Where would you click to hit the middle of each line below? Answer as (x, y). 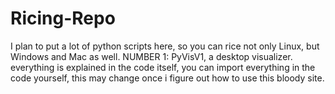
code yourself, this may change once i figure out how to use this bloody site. (167, 78)
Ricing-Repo (63, 18)
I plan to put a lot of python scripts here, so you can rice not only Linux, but (165, 46)
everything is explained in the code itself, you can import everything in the (163, 67)
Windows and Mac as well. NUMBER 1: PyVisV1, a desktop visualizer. (151, 56)
